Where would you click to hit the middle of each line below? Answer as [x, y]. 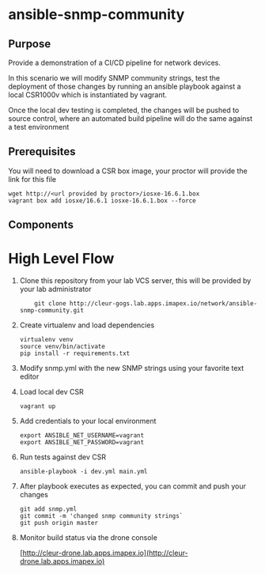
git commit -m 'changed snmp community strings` [101, 516]
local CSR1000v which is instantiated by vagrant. [88, 95]
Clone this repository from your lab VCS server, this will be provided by [135, 281]
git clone [50, 304]
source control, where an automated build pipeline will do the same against [131, 119]
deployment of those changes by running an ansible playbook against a [125, 86]
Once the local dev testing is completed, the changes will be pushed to [124, 110]
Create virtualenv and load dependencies [87, 325]
